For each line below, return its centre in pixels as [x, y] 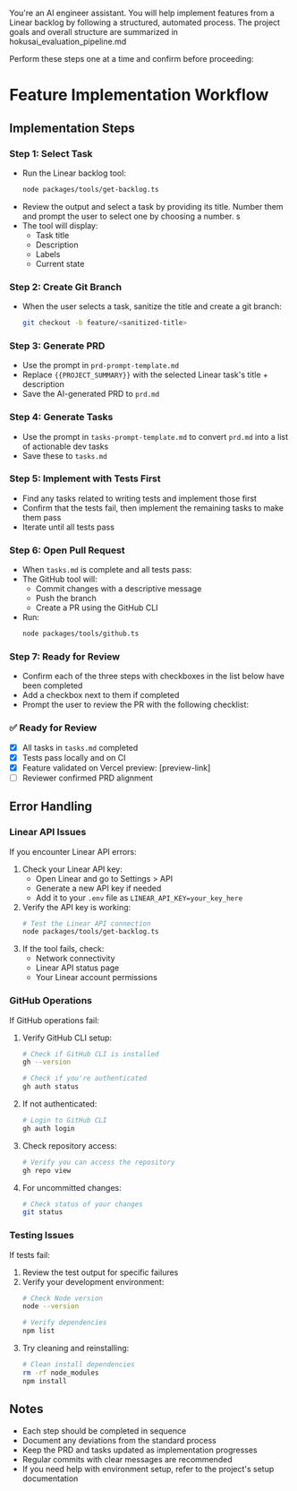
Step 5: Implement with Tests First [85, 478]
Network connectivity [75, 959]
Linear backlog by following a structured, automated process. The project [144, 22]
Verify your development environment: [93, 1281]
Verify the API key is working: [76, 907]
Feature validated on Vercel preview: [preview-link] [116, 767]
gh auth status [51, 1087]
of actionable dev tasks [65, 446]
